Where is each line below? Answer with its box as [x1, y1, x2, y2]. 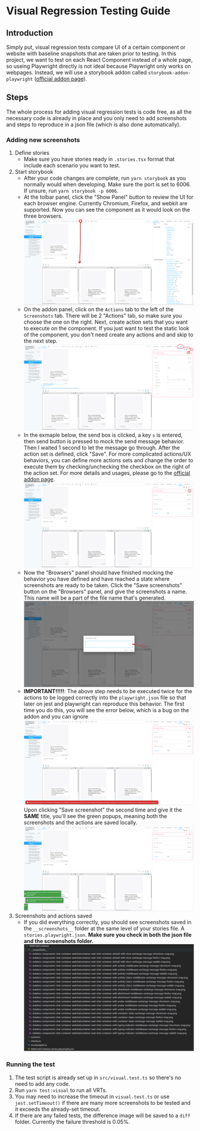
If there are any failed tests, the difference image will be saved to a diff [14, 1111, 190, 1119]
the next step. [23, 337, 58, 344]
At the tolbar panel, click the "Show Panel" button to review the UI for [23, 193, 193, 200]
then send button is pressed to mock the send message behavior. [23, 437, 185, 444]
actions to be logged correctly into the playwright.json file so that [23, 694, 186, 701]
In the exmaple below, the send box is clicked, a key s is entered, [23, 431, 183, 438]
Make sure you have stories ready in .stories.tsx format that [23, 156, 175, 163]
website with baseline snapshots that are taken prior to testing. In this [6, 50, 177, 57]
